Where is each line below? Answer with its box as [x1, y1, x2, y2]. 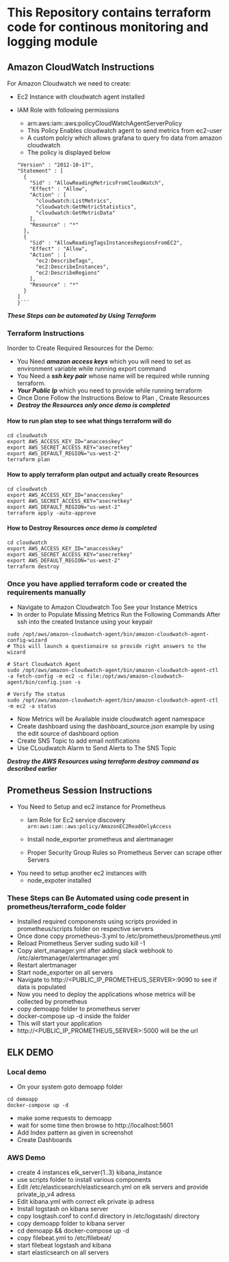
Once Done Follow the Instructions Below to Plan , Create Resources [16, 394, 210, 402]
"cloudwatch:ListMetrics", [35, 197, 113, 204]
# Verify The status [7, 691, 66, 698]
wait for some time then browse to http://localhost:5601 [16, 1122, 174, 1129]
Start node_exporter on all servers [16, 968, 113, 977]
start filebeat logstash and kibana [16, 1241, 111, 1250]
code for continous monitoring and [7, 19, 208, 35]
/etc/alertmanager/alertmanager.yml [16, 954, 120, 962]
